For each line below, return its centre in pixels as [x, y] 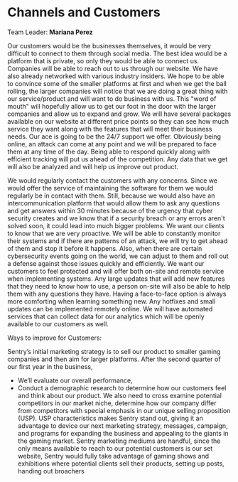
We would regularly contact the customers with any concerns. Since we [113, 180]
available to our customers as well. [58, 323]
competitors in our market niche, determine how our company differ [117, 403]
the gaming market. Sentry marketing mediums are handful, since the [119, 441]
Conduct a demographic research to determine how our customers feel [122, 387]
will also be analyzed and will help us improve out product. [93, 166]
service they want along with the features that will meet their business [110, 129]
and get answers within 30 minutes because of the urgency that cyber [110, 210]
